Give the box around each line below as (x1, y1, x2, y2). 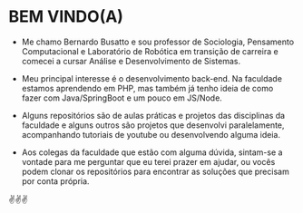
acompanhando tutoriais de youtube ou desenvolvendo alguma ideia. (21, 129, 280, 140)
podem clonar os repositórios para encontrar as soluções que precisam (21, 166, 289, 177)
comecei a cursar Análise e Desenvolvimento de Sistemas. (21, 55, 241, 66)
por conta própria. (21, 175, 90, 187)
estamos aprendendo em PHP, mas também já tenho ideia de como (21, 82, 274, 93)
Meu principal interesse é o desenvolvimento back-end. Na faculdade (21, 73, 283, 83)
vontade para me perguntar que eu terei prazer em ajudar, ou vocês (21, 156, 276, 167)
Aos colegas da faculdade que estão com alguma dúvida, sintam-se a (21, 147, 283, 158)
